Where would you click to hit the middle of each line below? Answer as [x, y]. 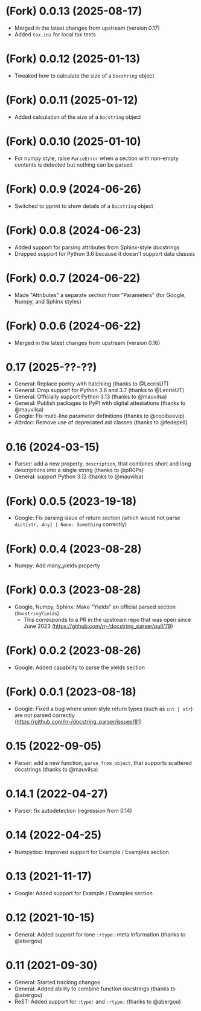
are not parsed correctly [44, 715]
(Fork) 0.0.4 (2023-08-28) [74, 549]
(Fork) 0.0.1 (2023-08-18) [71, 692]
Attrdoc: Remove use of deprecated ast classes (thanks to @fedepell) [101, 422]
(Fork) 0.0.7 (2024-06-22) [73, 278]
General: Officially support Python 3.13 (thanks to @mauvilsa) [91, 397]
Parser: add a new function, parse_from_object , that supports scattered [103, 763]
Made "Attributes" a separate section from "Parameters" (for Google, [100, 295]
